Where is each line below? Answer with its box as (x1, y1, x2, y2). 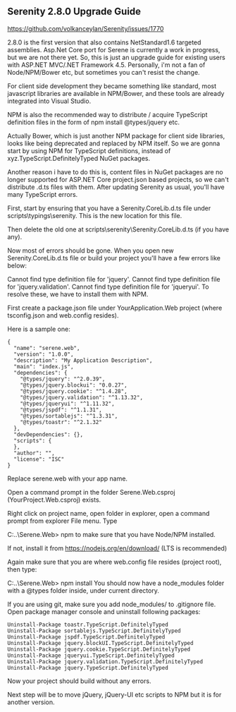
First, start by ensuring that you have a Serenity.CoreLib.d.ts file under (7, 204, 211, 212)
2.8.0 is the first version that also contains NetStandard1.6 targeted (7, 38, 201, 47)
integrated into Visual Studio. (7, 97, 92, 105)
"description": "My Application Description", (13, 356, 153, 364)
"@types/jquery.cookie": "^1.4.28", (20, 387, 128, 394)
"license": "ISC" (13, 455, 65, 463)
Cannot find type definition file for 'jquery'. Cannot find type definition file (7, 274, 221, 283)
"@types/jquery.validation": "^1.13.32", (20, 394, 143, 401)
